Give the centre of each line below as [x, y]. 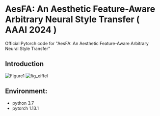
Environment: [26, 91]
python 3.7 [23, 103]
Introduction [25, 64]
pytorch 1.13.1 [26, 108]
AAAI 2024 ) [31, 30]
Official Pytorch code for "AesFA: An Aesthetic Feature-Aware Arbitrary [77, 43]
